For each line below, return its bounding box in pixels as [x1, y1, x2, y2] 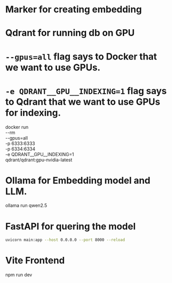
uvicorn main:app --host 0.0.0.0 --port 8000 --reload [5, 237, 125, 242]
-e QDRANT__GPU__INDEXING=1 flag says [5, 85, 167, 97]
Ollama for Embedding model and [5, 175, 150, 186]
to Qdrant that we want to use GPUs [5, 96, 161, 107]
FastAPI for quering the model [5, 220, 136, 232]
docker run [5, 124, 29, 130]
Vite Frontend [5, 255, 65, 267]
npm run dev [5, 272, 32, 278]
